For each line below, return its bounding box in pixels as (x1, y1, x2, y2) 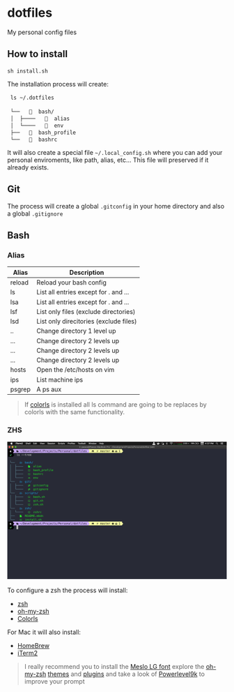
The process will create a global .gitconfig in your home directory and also (7, 202, 225, 210)
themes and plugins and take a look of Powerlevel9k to (47, 670, 205, 678)
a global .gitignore (7, 209, 63, 218)
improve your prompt (24, 677, 85, 685)
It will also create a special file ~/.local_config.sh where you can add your (7, 148, 223, 156)
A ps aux (36, 385, 62, 393)
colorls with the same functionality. (24, 408, 125, 416)
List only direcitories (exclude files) (36, 317, 137, 325)
